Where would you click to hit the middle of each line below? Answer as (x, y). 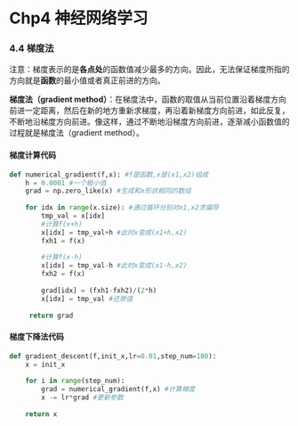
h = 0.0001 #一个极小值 (66, 183)
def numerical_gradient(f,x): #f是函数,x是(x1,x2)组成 (109, 175)
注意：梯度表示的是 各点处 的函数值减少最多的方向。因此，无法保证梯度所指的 (149, 70)
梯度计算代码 (32, 155)
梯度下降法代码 (36, 337)
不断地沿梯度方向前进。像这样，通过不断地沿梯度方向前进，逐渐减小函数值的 (149, 122)
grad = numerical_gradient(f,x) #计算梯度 (118, 389)
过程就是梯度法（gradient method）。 (77, 133)
